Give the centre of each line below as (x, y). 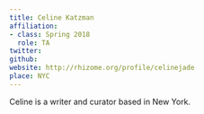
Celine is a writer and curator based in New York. (100, 101)
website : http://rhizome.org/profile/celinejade (102, 68)
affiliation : (34, 26)
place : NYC (30, 76)
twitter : (26, 51)
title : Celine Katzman (52, 18)
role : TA (34, 43)
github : (24, 59)
